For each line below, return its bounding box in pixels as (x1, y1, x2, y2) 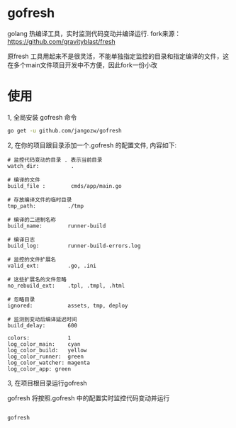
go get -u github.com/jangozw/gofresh (7, 127, 122, 134)
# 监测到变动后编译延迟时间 (7, 315, 78, 323)
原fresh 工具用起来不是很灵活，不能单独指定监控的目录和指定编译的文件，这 (7, 52, 229, 60)
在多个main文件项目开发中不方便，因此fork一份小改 (7, 60, 158, 69)
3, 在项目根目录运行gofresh (7, 378, 87, 387)
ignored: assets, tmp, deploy (7, 302, 129, 309)
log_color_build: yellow (7, 347, 87, 354)
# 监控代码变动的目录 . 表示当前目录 (7, 156, 103, 164)
